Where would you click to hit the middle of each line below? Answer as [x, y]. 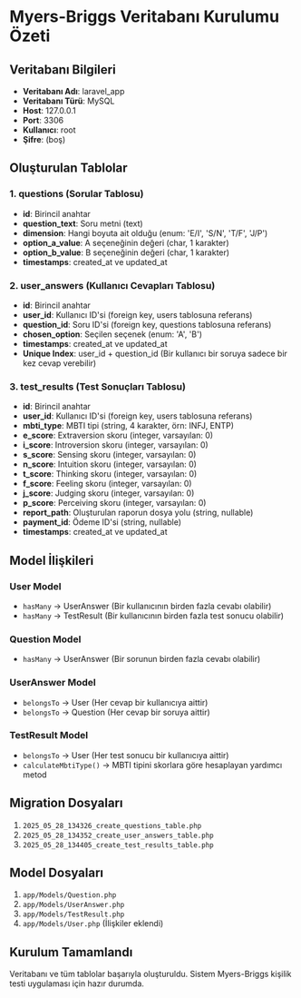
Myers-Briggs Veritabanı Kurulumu [144, 17]
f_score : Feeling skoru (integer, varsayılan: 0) [107, 484]
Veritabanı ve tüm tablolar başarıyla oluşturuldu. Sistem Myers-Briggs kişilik [150, 974]
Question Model [45, 639]
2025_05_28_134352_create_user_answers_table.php [118, 835]
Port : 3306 [43, 120]
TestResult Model [49, 736]
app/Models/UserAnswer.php [73, 905]
